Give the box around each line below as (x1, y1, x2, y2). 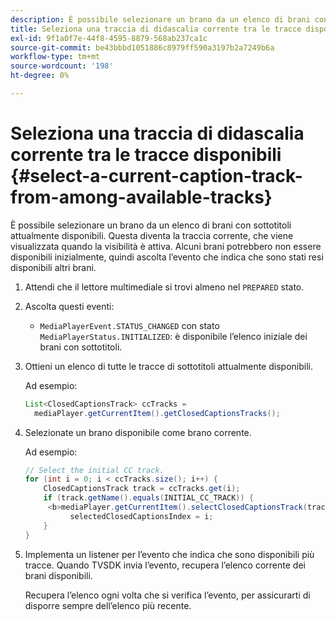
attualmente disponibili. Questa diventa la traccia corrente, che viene (10, 229, 294, 241)
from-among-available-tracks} (10, 186, 273, 209)
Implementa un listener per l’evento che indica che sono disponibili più (24, 548, 315, 560)
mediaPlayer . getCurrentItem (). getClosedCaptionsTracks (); (34, 408, 281, 418)
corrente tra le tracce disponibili (10, 144, 282, 166)
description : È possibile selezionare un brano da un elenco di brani (10, 14, 311, 25)
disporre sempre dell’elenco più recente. (24, 599, 192, 611)
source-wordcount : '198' (10, 61, 114, 71)
